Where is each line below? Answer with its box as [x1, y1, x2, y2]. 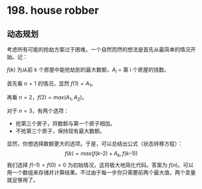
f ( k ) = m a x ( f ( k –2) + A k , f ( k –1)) [65, 150, 138, 158]
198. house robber [7, 4, 100, 17]
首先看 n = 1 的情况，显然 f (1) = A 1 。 [7, 80, 97, 89]
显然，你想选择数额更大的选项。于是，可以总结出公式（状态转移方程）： [7, 140, 183, 147]
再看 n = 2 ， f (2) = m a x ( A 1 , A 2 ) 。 [7, 93, 88, 102]
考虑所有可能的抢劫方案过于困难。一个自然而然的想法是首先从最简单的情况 [7, 46, 191, 53]
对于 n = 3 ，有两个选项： [7, 107, 70, 114]
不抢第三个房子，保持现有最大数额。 [15, 127, 105, 135]
